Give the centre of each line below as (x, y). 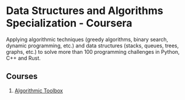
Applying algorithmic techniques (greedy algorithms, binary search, (87, 39)
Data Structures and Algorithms (85, 11)
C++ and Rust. (23, 58)
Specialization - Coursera (69, 23)
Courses (22, 76)
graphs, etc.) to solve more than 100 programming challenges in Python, (93, 51)
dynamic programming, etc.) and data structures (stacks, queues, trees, (92, 46)
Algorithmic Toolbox (39, 90)
